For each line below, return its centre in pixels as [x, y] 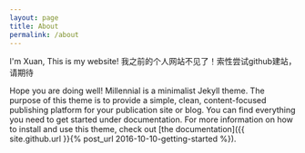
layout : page [34, 18]
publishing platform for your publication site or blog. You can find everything [152, 110]
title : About [34, 26]
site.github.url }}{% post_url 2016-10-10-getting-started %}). [123, 139]
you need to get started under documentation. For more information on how [152, 120]
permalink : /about [44, 34]
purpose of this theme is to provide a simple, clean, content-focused [138, 100]
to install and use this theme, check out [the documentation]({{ [127, 129]
